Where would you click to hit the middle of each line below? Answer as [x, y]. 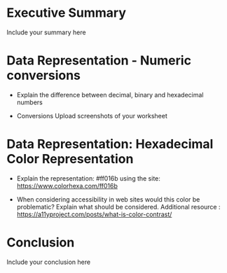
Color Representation [70, 159]
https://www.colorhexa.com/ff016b [67, 185]
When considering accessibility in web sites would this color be [108, 199]
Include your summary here [46, 32]
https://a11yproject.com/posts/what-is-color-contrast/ [94, 214]
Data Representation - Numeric [99, 61]
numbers [30, 102]
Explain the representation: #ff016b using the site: [88, 178]
